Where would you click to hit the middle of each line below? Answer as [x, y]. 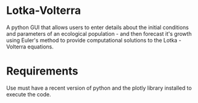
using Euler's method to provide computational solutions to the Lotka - [94, 40]
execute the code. [29, 94]
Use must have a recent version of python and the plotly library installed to [99, 88]
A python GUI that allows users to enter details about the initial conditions [97, 27]
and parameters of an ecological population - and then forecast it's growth [99, 33]
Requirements [42, 71]
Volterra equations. [30, 47]
